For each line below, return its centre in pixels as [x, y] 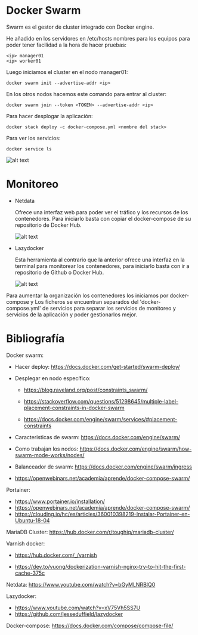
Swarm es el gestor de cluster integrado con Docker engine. [80, 27]
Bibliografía [35, 339]
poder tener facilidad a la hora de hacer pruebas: [66, 45]
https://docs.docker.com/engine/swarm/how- [136, 449]
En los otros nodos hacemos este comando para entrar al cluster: [86, 94]
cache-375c [30, 573]
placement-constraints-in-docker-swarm [74, 408]
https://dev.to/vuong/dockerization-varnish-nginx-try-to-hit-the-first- [100, 566]
